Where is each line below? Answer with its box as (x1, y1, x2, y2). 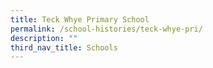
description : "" (10, 33, 78, 43)
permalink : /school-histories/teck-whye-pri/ (10, 24, 203, 34)
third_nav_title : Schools (10, 42, 118, 53)
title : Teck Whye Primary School (10, 14, 150, 25)
